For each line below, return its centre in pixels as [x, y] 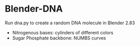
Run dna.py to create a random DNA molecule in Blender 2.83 [70, 23]
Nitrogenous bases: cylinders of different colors [63, 32]
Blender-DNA [34, 9]
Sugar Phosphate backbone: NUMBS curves [59, 38]
